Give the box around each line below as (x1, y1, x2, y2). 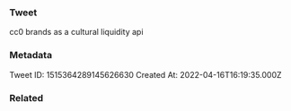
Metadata (9, 49, 52, 62)
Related (9, 91, 44, 104)
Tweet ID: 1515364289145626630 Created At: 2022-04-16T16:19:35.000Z (9, 69, 282, 80)
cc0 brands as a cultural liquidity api (9, 27, 144, 38)
